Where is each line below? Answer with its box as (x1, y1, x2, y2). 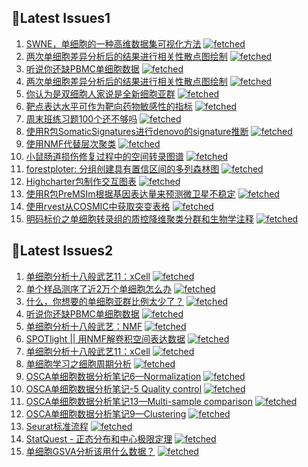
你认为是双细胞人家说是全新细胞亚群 (25, 87, 176, 100)
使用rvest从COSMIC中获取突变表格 (25, 200, 171, 212)
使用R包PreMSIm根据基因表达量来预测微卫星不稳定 (25, 187, 236, 200)
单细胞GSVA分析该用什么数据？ (25, 445, 156, 457)
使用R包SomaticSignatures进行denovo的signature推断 (25, 125, 249, 137)
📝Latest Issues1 (11, 10, 111, 27)
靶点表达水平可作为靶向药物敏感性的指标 (25, 100, 193, 112)
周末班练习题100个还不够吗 (25, 112, 138, 125)
